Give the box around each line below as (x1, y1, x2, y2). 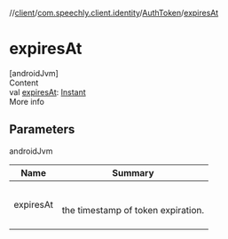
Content (9, 77, 39, 88)
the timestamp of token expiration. (61, 203, 205, 216)
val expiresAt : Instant (9, 86, 86, 97)
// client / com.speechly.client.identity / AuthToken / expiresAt (9, 8, 219, 18)
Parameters (9, 122, 75, 137)
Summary (112, 166, 154, 179)
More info (9, 96, 45, 107)
